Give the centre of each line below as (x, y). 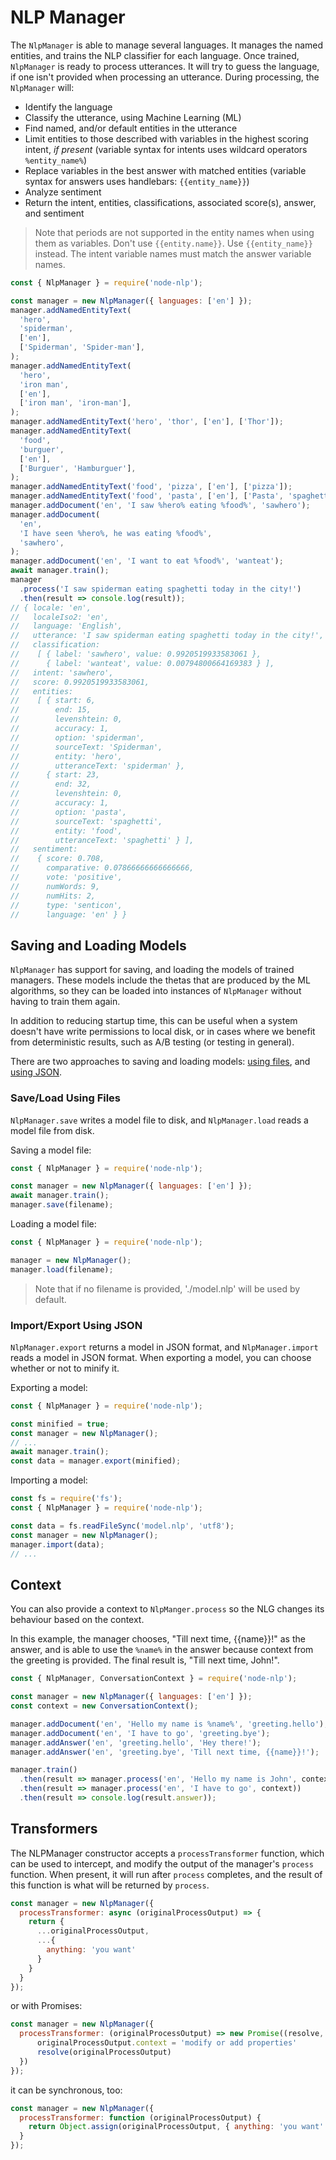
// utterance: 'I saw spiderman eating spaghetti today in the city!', (167, 636)
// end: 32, (51, 784)
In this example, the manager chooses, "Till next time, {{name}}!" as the (158, 1639)
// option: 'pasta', (69, 812)
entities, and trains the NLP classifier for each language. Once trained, (155, 55)
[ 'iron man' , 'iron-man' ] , (75, 403)
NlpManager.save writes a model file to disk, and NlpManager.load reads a (159, 1120)
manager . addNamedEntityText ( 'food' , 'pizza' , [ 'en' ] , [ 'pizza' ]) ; (151, 487)
